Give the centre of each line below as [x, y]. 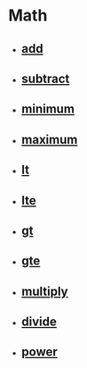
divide [39, 322]
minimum [47, 109]
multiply [44, 291]
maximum [49, 139]
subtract [45, 78]
